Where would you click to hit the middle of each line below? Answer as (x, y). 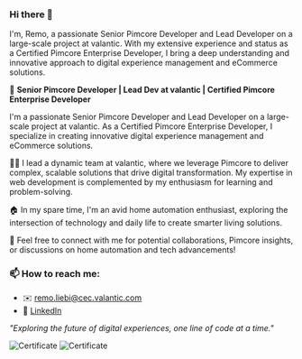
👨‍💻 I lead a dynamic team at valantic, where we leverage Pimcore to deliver (149, 163)
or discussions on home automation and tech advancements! (123, 250)
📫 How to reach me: (55, 274)
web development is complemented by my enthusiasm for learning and (141, 182)
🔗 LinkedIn (42, 310)
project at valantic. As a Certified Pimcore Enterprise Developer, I (152, 126)
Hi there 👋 (32, 14)
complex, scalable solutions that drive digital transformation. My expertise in (151, 173)
